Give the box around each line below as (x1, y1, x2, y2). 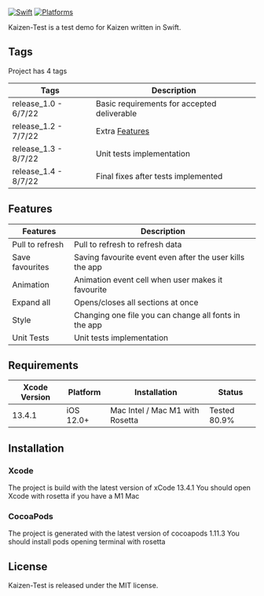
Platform (68, 387, 101, 398)
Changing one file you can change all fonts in (73, 309, 240, 320)
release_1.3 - (12, 143, 63, 154)
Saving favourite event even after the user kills (73, 251, 245, 262)
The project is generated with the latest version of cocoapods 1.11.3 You (8, 528, 240, 538)
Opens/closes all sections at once (73, 297, 199, 308)
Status (218, 387, 244, 398)
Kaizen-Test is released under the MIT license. (8, 581, 159, 591)
